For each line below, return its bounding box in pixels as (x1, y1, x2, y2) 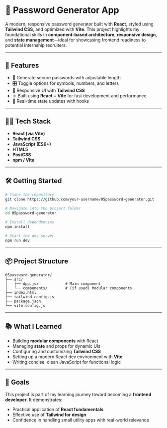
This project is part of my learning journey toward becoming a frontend (5, 391, 152, 397)
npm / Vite (12, 157, 35, 163)
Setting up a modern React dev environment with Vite (12, 354, 123, 360)
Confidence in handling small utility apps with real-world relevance (12, 417, 150, 423)
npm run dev (5, 238, 30, 243)
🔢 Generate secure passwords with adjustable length (12, 74, 121, 80)
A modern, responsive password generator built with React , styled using (5, 21, 154, 27)
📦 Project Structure (5, 257, 69, 265)
